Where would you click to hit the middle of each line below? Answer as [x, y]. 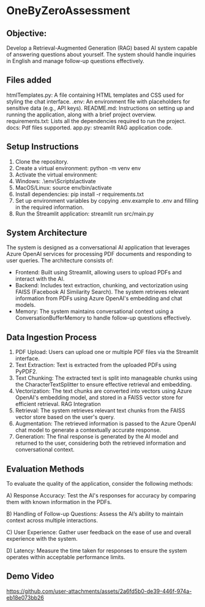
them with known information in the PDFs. [59, 502]
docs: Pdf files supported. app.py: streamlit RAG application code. [90, 127]
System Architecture [47, 233]
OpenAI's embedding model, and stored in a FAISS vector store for [99, 398]
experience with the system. [42, 539]
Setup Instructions [43, 147]
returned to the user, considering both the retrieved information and [101, 443]
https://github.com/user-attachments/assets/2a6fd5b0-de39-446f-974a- [99, 591]
